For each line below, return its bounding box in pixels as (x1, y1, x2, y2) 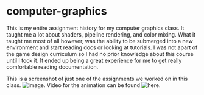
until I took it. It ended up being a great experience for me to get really (6, 57, 182, 64)
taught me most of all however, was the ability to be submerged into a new (6, 37, 193, 44)
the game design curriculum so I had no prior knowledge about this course (6, 50, 194, 57)
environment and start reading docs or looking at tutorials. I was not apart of (6, 44, 198, 51)
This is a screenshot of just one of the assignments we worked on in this (6, 75, 188, 82)
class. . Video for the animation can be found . (6, 81, 161, 89)
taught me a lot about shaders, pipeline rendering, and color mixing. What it (6, 30, 196, 38)
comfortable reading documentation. (6, 63, 99, 71)
